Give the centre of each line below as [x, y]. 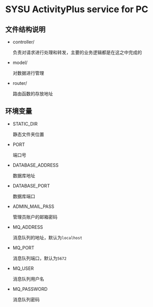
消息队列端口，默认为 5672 [40, 258]
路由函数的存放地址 [33, 94]
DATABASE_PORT [31, 186]
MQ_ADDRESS [28, 227]
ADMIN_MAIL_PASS [33, 206]
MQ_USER [23, 268]
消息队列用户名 [28, 279]
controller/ [23, 42]
